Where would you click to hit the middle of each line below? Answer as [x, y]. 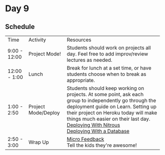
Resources [79, 40]
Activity [38, 40]
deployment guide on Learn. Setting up [111, 107]
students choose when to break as [106, 74]
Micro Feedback [85, 139]
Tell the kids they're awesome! [102, 145]
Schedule [20, 27]
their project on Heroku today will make [112, 113]
